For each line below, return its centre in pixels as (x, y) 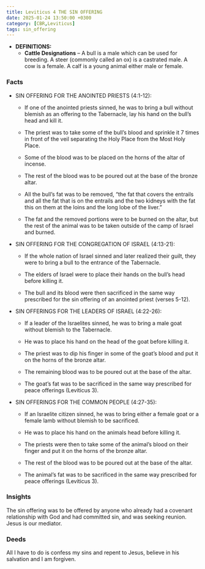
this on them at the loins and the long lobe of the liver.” (93, 207)
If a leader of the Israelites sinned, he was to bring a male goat (103, 323)
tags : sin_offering (31, 29)
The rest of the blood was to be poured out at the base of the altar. (108, 463)
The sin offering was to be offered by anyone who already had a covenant (99, 510)
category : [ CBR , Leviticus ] (41, 23)
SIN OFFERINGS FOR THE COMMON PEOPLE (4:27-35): (86, 402)
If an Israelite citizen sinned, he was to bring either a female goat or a (111, 414)
